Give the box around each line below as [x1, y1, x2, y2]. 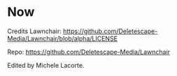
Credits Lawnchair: [7, 27, 62, 35]
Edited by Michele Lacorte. [7, 61, 85, 69]
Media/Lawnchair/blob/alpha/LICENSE [7, 34, 118, 42]
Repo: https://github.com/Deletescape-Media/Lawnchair [7, 48, 170, 56]
